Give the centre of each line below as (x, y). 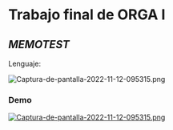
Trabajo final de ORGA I (87, 15)
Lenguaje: (25, 63)
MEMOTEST (39, 45)
